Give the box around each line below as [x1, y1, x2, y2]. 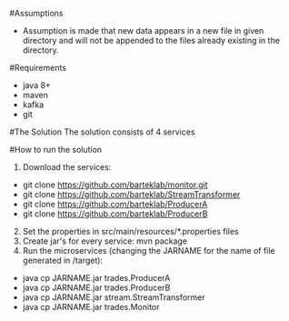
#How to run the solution [9, 145, 103, 155]
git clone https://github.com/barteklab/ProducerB [22, 208, 208, 219]
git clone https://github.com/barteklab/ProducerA [22, 199, 208, 209]
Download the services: [22, 162, 112, 172]
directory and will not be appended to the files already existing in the [22, 35, 280, 45]
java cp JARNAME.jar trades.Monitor [22, 302, 160, 312]
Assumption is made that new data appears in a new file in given [22, 25, 264, 35]
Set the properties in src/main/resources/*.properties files [22, 226, 239, 236]
